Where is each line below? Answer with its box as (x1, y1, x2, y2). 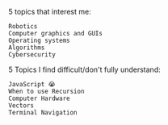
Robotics (8, 23, 38, 31)
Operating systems (8, 36, 70, 44)
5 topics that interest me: (8, 7, 91, 16)
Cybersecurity (8, 51, 57, 59)
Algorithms (8, 44, 45, 52)
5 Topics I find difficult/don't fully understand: (8, 65, 161, 74)
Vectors (8, 102, 35, 110)
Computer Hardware (8, 94, 70, 102)
